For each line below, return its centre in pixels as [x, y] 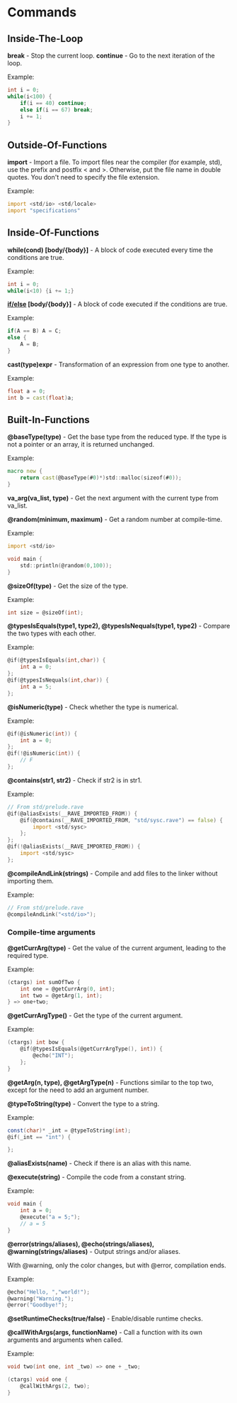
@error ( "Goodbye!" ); [38, 1305]
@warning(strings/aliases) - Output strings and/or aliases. [94, 1251]
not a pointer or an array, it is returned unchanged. [81, 444]
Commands [42, 12]
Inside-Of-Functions [53, 233]
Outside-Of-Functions [57, 145]
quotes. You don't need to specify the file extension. [83, 178]
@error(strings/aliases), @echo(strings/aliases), [81, 1244]
